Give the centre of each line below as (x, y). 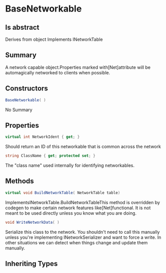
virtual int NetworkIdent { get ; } (43, 137)
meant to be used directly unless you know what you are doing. (71, 213)
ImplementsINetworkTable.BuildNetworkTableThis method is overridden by (82, 202)
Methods (20, 181)
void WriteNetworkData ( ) (32, 222)
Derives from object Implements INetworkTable (54, 39)
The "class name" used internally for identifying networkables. (70, 165)
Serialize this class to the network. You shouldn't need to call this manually (82, 232)
